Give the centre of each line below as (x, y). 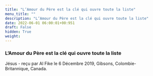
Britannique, (17, 69)
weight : (13, 37)
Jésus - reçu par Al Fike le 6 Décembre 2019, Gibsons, (59, 63)
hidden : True (18, 32)
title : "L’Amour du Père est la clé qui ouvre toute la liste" (70, 9)
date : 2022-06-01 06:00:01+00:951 (40, 23)
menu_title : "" (20, 14)
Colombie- (126, 63)
